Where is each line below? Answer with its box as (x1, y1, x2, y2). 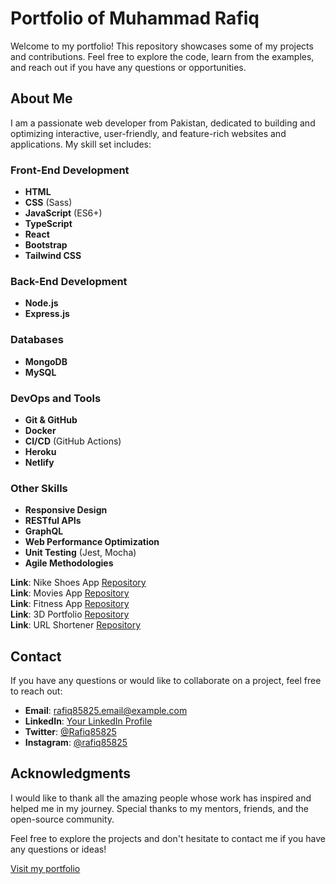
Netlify (24, 456, 55, 468)
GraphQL (24, 525, 64, 537)
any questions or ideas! (10, 843, 107, 855)
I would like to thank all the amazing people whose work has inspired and (10, 792, 312, 804)
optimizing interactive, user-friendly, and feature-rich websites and (10, 127, 287, 139)
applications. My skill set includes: (10, 138, 152, 150)
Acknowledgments (10, 765, 132, 782)
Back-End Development (10, 274, 128, 288)
